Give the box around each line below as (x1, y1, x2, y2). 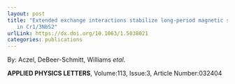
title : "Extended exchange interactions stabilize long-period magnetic (7, 17, 224, 24)
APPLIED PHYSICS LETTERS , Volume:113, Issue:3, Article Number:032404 (7, 69, 222, 78)
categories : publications (7, 36, 83, 43)
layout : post (7, 10, 45, 17)
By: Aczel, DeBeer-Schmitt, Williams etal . (7, 55, 126, 64)
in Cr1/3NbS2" (16, 23, 58, 30)
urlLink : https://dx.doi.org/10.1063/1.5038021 (7, 29, 149, 37)
